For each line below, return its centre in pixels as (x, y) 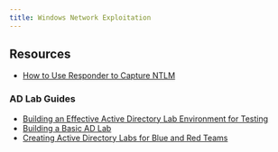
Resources (40, 54)
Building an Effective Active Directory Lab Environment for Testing (145, 119)
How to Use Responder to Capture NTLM (99, 76)
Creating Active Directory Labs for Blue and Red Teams (125, 138)
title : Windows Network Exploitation (80, 18)
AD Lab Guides (42, 99)
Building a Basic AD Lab (67, 128)
